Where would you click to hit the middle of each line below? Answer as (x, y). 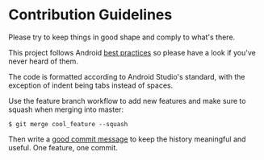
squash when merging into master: (66, 109)
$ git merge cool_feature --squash (68, 124)
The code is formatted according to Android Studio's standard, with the (127, 76)
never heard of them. (43, 61)
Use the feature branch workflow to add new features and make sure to (127, 101)
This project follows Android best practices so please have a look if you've (132, 52)
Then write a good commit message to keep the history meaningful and (127, 139)
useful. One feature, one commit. (63, 147)
